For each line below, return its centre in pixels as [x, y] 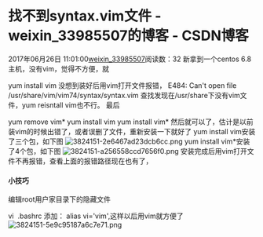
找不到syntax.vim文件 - [85, 16]
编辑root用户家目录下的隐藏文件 [60, 199]
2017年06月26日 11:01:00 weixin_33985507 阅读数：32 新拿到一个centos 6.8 [130, 59]
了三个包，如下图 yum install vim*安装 [129, 141]
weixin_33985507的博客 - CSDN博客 [128, 36]
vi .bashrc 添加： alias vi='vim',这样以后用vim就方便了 [96, 216]
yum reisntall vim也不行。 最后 [71, 105]
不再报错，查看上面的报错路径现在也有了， [84, 161]
